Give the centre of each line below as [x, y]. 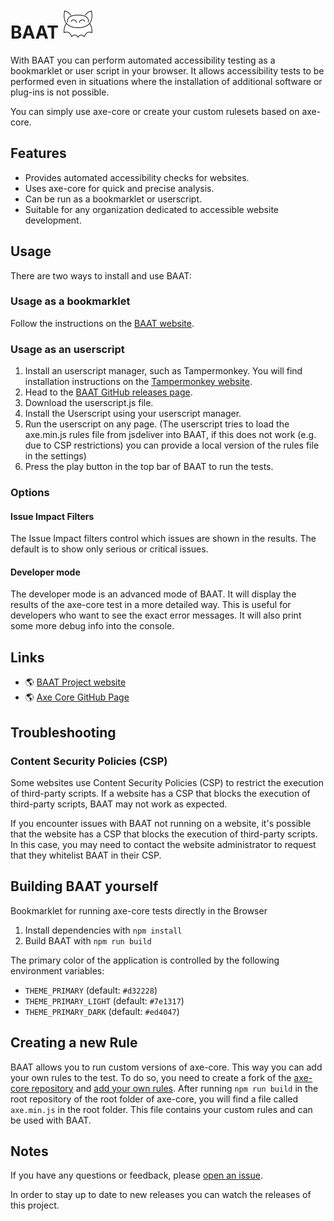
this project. [35, 1205]
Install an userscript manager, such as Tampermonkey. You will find [163, 371]
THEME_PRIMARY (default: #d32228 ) [91, 990]
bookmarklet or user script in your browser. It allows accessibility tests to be [167, 70]
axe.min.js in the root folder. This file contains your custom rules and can [161, 1109]
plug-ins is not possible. [60, 92]
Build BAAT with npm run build [88, 940]
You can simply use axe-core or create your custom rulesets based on [155, 111]
